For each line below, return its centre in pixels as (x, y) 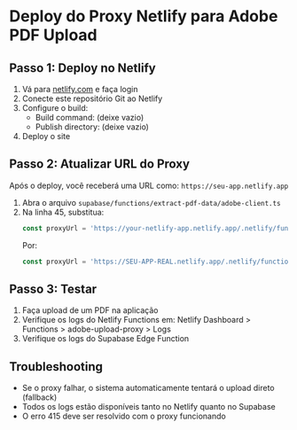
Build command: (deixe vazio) (90, 117)
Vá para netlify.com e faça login (80, 89)
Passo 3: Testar (53, 289)
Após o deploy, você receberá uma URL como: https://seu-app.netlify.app (149, 185)
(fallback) (39, 397)
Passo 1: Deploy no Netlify (83, 68)
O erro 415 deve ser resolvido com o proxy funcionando (124, 416)
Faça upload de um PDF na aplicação (90, 310)
